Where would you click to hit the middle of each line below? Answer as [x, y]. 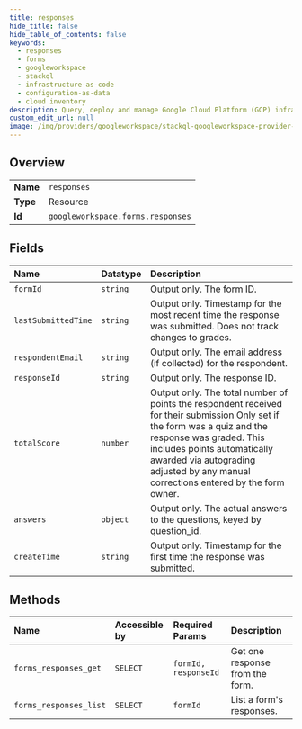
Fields [27, 248]
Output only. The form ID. [204, 289]
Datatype [121, 274]
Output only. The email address [216, 352]
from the [249, 674]
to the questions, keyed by [206, 519]
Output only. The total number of [219, 392]
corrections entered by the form [217, 482]
